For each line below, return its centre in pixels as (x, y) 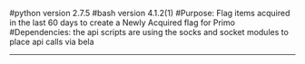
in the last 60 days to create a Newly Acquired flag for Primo (123, 23)
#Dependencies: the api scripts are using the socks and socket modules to (149, 32)
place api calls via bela (52, 41)
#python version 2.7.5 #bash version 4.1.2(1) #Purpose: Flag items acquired (150, 13)
